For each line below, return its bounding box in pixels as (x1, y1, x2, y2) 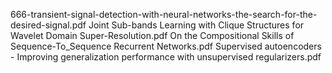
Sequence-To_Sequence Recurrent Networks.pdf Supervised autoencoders (10, 40, 322, 52)
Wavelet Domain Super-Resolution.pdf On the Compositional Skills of (10, 30, 295, 41)
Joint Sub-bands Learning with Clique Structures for (88, 19, 305, 31)
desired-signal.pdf (10, 19, 87, 31)
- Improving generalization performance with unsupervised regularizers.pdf (10, 51, 322, 63)
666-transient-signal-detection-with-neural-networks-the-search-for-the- (10, 9, 318, 20)
